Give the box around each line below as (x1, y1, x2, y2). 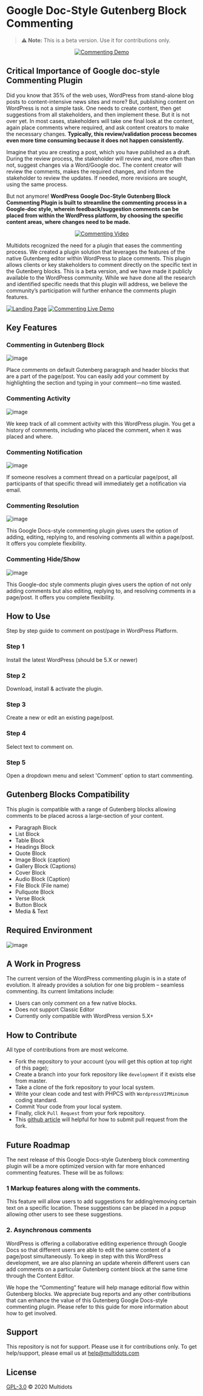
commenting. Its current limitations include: (6, 988, 115, 995)
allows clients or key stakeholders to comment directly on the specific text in (6, 261, 198, 268)
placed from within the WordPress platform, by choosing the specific (6, 212, 184, 219)
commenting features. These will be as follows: (6, 1168, 124, 1176)
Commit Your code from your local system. (15, 1103, 122, 1110)
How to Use (6, 611, 51, 622)
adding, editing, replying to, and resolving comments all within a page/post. (6, 533, 195, 541)
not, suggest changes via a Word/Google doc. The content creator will (6, 161, 182, 169)
